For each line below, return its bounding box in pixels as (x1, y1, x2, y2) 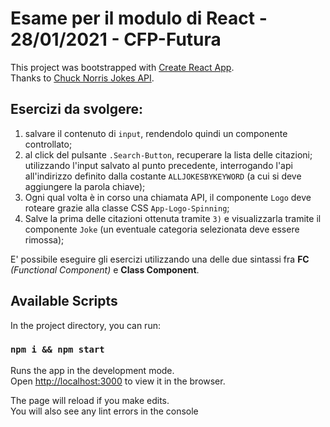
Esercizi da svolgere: (10, 101, 144, 118)
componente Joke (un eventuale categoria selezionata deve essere (24, 223, 300, 235)
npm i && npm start (10, 344, 105, 356)
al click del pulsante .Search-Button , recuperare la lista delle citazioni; (24, 148, 313, 161)
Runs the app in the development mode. (10, 364, 175, 376)
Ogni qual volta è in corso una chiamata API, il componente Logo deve (24, 191, 312, 203)
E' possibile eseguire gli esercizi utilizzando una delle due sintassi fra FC (10, 253, 310, 265)
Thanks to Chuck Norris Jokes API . (10, 72, 155, 84)
